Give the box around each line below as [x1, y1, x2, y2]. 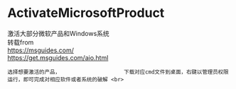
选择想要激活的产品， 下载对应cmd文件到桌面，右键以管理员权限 [7, 69, 229, 76]
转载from [7, 37, 34, 47]
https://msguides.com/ [7, 46, 75, 54]
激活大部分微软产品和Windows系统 [7, 29, 110, 37]
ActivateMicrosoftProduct [7, 5, 165, 21]
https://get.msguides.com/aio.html [7, 53, 109, 61]
